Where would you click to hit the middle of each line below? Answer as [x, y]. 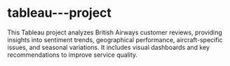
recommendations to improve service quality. [73, 55]
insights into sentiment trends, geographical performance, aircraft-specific [115, 39]
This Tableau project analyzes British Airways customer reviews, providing [115, 32]
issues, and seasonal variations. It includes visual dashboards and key [109, 47]
